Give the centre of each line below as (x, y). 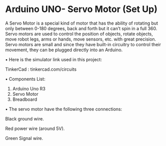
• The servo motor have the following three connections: (64, 109)
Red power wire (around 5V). (35, 128)
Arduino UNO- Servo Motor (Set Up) (81, 9)
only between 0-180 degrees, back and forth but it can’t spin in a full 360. (81, 28)
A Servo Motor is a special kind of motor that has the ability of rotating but (82, 23)
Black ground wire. (25, 118)
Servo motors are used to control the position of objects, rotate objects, (79, 34)
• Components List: (25, 79)
